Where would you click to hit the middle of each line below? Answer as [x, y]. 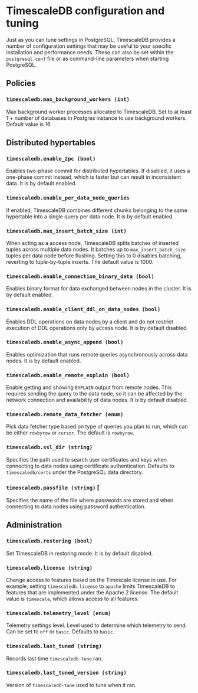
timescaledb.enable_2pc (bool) [51, 158]
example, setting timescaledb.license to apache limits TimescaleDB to [91, 586]
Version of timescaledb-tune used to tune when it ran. [71, 685]
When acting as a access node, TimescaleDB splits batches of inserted [92, 243]
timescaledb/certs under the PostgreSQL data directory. [75, 472]
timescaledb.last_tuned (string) [54, 646]
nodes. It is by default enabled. [44, 361]
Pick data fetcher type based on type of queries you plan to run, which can [97, 427]
